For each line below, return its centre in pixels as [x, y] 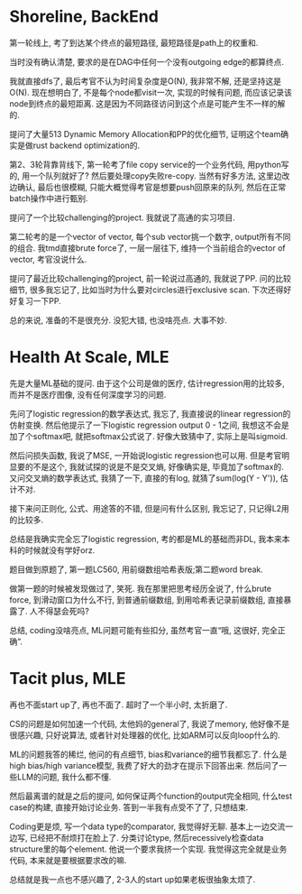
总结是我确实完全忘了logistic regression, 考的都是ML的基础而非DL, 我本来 [146, 539]
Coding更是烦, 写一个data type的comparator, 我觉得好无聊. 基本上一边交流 [147, 826]
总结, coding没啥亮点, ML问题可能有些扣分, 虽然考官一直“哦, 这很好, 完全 [143, 630]
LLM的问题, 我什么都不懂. [64, 777]
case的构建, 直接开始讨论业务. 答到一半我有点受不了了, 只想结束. [129, 807]
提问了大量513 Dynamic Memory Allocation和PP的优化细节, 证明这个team [145, 134]
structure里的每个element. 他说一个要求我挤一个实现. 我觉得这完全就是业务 [148, 849]
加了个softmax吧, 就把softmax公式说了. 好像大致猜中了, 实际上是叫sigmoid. [149, 436]
